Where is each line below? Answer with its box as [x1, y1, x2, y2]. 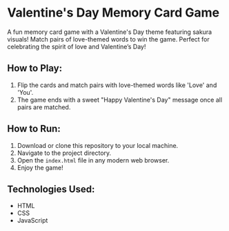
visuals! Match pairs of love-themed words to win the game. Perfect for [7, 35, 210, 43]
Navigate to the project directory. [17, 149, 112, 157]
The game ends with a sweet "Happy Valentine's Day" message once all [17, 95, 223, 104]
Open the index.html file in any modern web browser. [17, 156, 170, 164]
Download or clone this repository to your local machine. [17, 141, 179, 149]
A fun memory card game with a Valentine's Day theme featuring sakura [7, 28, 212, 36]
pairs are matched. [17, 102, 71, 111]
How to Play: [7, 62, 63, 74]
